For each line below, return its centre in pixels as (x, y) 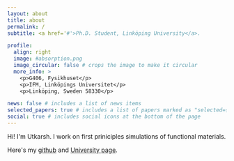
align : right (32, 52)
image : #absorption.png (48, 59)
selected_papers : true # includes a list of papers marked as (99, 110)
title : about (26, 20)
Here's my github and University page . (63, 150)
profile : (20, 46)
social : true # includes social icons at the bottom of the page (104, 117)
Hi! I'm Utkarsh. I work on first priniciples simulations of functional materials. (117, 136)
